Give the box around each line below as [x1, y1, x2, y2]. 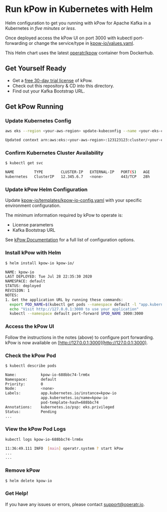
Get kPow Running [5, 102, 64, 111]
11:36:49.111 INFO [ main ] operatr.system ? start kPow [5, 446, 123, 451]
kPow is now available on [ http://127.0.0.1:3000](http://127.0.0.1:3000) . [5, 339, 148, 345]
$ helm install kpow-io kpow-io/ [5, 260, 75, 266]
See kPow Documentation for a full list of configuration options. [5, 237, 135, 243]
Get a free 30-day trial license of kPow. [12, 77, 93, 83]
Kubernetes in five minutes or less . [5, 25, 76, 31]
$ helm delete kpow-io [5, 478, 52, 483]
